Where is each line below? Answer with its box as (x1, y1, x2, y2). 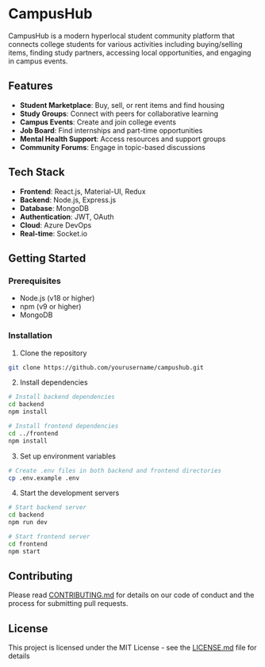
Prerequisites (8, 275, 61, 286)
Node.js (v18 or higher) (19, 293, 95, 303)
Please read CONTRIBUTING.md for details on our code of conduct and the (8, 590, 255, 600)
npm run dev (8, 519, 48, 527)
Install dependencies (19, 378, 89, 387)
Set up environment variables (19, 451, 117, 461)
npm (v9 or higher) (19, 302, 82, 312)
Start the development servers (19, 489, 120, 498)
